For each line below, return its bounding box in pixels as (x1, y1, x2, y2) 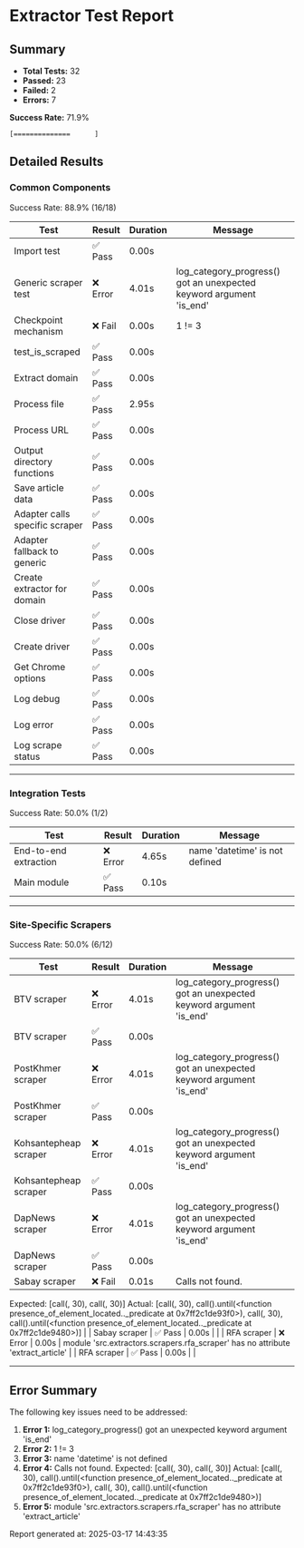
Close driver (14, 614, 66, 627)
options (14, 672, 46, 685)
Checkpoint (14, 314, 63, 326)
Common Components (9, 181, 111, 194)
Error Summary (9, 1382, 98, 1397)
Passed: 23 (22, 75, 66, 86)
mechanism (14, 325, 63, 337)
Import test (14, 244, 61, 257)
